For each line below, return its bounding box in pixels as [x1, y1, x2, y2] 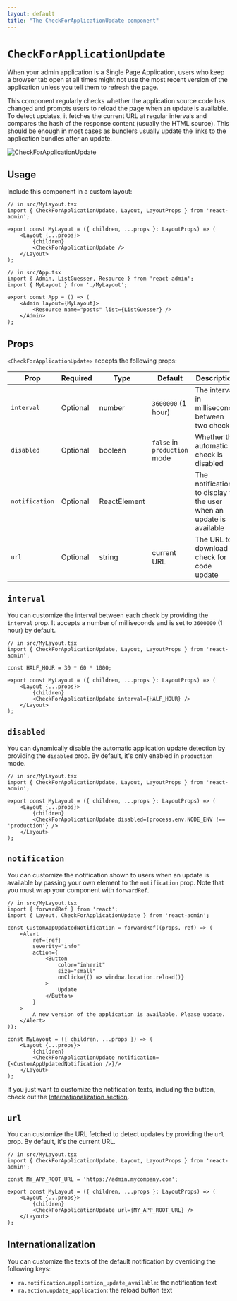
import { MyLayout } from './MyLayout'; [7, 281, 128, 288]
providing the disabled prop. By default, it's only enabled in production [7, 751, 213, 760]
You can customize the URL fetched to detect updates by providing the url [7, 1130, 224, 1138]
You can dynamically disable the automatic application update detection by [7, 744, 226, 752]
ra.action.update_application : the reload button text [17, 1286, 173, 1295]
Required [61, 373, 93, 383]
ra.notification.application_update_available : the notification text [17, 1278, 217, 1287]
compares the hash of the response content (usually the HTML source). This [7, 119, 230, 128]
